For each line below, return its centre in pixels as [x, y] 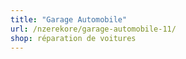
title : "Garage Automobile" [69, 19]
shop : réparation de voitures [73, 38]
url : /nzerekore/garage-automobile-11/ [93, 29]
